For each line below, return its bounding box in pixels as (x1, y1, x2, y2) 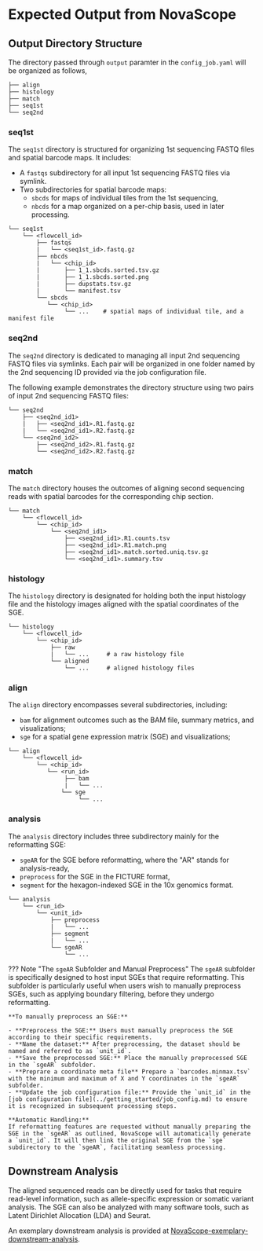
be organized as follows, (8, 66, 88, 75)
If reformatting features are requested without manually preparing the (8, 1122, 251, 1131)
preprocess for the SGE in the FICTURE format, (19, 871, 170, 881)
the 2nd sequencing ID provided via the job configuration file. (8, 367, 206, 376)
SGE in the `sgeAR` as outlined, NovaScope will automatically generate (8, 1129, 251, 1137)
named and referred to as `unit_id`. (8, 1047, 132, 1055)
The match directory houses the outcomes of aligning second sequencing (8, 483, 245, 493)
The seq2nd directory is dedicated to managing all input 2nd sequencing (8, 350, 240, 360)
